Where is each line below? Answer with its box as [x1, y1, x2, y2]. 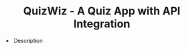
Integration [73, 17, 130, 31]
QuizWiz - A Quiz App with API [23, 4, 181, 18]
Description [14, 37, 43, 44]
